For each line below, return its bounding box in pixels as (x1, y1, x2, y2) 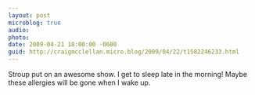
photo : (8, 33, 30, 42)
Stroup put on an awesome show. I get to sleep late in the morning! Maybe (8, 70, 248, 79)
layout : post (8, 11, 51, 20)
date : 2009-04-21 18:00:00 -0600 (8, 41, 117, 49)
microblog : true (8, 19, 61, 27)
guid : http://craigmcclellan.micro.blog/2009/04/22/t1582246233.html (8, 48, 240, 56)
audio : (8, 26, 30, 34)
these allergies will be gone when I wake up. (8, 78, 151, 87)
